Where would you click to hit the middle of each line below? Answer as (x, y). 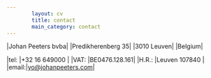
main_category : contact (66, 26)
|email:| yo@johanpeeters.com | (51, 68)
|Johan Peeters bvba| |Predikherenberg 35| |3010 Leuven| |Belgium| (105, 47)
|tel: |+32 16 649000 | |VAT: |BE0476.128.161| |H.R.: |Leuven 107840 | (105, 60)
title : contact (54, 20)
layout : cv (48, 14)
